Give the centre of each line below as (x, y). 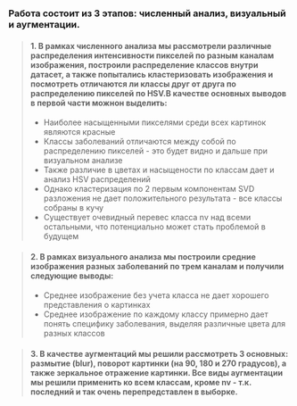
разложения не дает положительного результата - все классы (163, 198)
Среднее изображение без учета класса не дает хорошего (156, 295)
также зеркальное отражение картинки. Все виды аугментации (156, 372)
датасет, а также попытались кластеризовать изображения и (152, 74)
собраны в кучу (74, 208)
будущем (61, 236)
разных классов (74, 334)
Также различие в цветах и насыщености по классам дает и (159, 170)
